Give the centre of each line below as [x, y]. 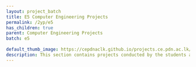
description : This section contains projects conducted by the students [96, 55]
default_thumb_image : [32, 50]
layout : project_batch [34, 11]
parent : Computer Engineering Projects [55, 33]
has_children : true [30, 28]
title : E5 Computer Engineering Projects [57, 17]
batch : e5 [18, 38]
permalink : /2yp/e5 [30, 22]
